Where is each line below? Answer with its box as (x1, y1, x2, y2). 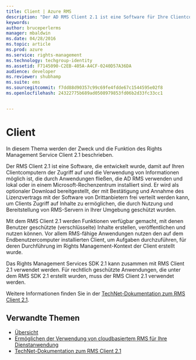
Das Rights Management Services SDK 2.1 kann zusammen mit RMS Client (6, 260, 185, 267)
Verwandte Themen (6, 313, 80, 323)
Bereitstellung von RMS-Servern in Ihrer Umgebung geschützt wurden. (6, 206, 177, 213)
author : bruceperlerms (6, 25, 61, 31)
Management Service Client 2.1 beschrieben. (6, 151, 114, 158)
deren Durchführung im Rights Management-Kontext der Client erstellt (6, 242, 175, 249)
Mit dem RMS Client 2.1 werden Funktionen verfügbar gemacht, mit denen (6, 217, 184, 224)
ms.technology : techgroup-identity (6, 57, 93, 63)
